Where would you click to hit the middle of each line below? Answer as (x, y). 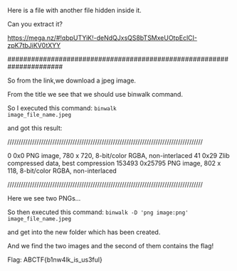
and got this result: (35, 128)
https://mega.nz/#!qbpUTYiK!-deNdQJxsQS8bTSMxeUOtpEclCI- (102, 38)
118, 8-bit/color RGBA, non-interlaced (62, 171)
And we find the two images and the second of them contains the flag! (111, 246)
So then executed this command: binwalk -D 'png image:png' (98, 212)
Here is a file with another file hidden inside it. (75, 10)
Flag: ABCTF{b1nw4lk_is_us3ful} (55, 260)
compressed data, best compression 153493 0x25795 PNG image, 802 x (114, 163)
